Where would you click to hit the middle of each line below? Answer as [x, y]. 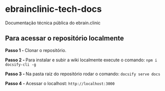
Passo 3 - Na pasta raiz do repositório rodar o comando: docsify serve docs [83, 74]
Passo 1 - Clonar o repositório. [36, 50]
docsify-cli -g [21, 65]
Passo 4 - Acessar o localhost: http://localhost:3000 [60, 83]
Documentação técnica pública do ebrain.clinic [53, 23]
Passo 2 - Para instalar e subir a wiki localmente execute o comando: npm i [81, 60]
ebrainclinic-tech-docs [53, 9]
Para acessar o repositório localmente [65, 38]
